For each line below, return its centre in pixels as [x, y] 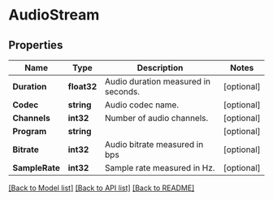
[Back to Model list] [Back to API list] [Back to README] [102, 188]
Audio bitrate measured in [154, 144]
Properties [36, 45]
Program [30, 131]
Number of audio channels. [156, 118]
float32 [82, 87]
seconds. [122, 91]
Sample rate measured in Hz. [160, 168]
